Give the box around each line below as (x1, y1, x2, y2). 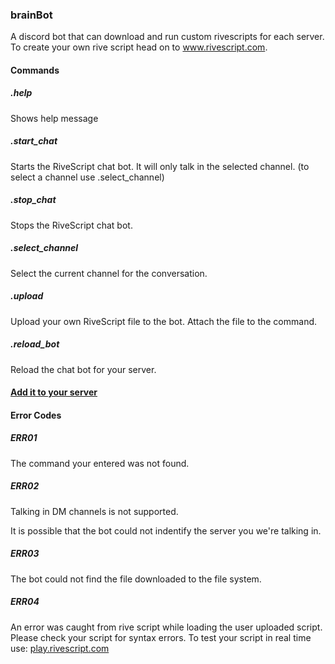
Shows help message (10, 112, 99, 124)
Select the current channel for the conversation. (10, 267, 208, 279)
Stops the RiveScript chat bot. (10, 219, 133, 231)
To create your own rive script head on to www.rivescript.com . (10, 41, 268, 53)
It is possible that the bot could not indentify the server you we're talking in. (10, 524, 322, 537)
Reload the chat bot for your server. (10, 363, 157, 375)
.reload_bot (10, 338, 60, 350)
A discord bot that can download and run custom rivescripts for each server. (10, 31, 325, 43)
